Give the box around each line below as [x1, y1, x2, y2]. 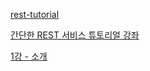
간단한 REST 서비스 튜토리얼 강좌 [10, 29, 140, 41]
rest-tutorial [10, 9, 60, 20]
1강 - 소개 [10, 50, 48, 62]
